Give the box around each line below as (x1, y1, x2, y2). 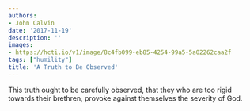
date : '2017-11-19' (8, 26, 73, 34)
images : (8, 41, 34, 49)
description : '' (8, 33, 62, 42)
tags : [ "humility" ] (8, 56, 73, 64)
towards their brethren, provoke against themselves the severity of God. (8, 93, 243, 103)
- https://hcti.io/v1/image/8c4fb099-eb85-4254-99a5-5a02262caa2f (8, 48, 232, 56)
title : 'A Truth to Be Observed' (8, 63, 119, 71)
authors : (8, 11, 37, 20)
